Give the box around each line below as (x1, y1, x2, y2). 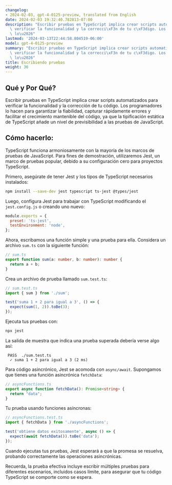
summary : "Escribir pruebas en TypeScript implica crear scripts (5, 46, 147, 51)
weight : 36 (5, 64, 29, 70)
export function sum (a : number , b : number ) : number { (5, 257, 123, 262)
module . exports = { (5, 213, 47, 218)
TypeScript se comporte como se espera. (5, 474, 93, 480)
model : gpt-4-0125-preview (5, 41, 63, 46)
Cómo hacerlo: (5, 134, 54, 142)
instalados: (5, 179, 29, 185)
